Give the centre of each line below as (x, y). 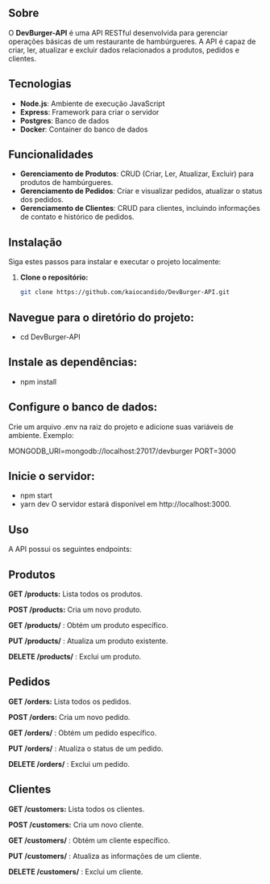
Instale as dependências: (73, 362)
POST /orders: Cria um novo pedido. (69, 717)
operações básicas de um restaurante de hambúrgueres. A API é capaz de (132, 41)
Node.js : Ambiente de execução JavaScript (92, 103)
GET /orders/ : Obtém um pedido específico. (83, 732)
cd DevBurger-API (50, 337)
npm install (38, 381)
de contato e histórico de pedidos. (77, 217)
